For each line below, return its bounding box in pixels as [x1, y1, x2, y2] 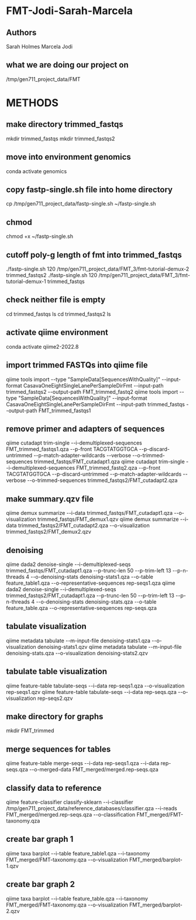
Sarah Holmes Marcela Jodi [6, 43, 73, 50]
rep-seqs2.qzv [37, 695, 73, 702]
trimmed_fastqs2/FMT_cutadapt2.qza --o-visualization [18, 522, 150, 529]
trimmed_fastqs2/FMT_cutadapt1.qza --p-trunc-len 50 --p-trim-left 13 [6, 592, 174, 599]
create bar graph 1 [6, 834, 74, 844]
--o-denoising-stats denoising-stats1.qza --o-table [30, 573, 153, 580]
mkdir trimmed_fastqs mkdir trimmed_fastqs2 [6, 135, 115, 142]
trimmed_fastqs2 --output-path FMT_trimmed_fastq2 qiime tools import [6, 388, 178, 395]
